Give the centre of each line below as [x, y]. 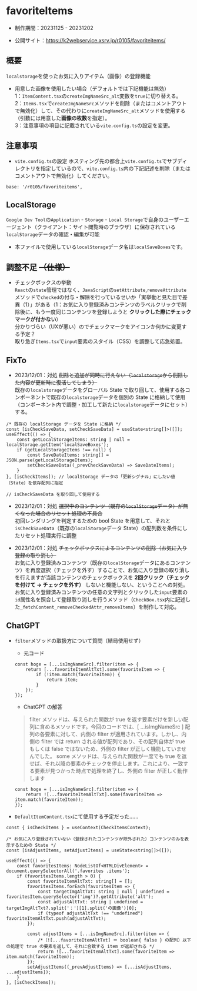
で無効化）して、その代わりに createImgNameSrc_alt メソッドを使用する [100, 111]
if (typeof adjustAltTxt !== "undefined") [90, 913]
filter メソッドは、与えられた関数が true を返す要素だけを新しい [106, 719]
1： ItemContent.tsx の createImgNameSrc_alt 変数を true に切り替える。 [98, 96]
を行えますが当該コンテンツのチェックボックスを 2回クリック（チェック [102, 577]
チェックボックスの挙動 [43, 282]
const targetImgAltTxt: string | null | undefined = [103, 892]
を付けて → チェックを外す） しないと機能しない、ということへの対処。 [101, 585]
